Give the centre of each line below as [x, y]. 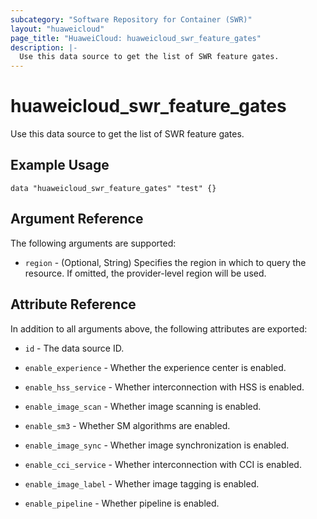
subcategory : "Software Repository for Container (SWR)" [131, 19]
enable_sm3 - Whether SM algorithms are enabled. [127, 425]
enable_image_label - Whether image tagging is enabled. [142, 483]
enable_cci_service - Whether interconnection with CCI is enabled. [163, 464]
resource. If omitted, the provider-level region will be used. [145, 273]
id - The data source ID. [74, 348]
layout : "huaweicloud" [57, 29]
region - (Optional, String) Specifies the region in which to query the [165, 262]
